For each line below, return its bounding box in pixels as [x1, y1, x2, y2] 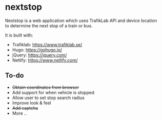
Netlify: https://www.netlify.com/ [12, 57, 78, 63]
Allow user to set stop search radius [12, 95, 84, 100]
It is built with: [5, 32, 33, 38]
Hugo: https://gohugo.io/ [12, 47, 62, 53]
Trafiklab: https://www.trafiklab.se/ [12, 41, 82, 47]
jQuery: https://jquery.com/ [12, 52, 67, 58]
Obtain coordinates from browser [12, 84, 79, 90]
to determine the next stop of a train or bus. [5, 22, 93, 28]
